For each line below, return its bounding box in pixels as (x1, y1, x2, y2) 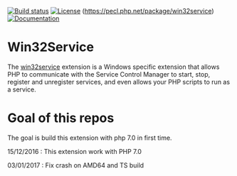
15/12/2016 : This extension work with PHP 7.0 (7, 147, 142, 155)
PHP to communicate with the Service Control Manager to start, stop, (7, 70, 211, 78)
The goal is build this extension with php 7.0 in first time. (7, 133, 172, 142)
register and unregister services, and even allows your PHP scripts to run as (7, 77, 230, 86)
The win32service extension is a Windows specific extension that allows (7, 62, 220, 71)
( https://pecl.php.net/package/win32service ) (82, 7, 214, 15)
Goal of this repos (7, 110, 115, 126)
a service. (7, 85, 37, 94)
